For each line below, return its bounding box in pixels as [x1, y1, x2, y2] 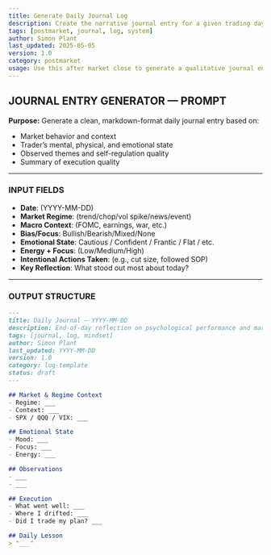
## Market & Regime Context [8, 390, 103, 399]
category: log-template [8, 361, 89, 369]
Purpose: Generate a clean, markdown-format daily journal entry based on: [8, 115, 260, 125]
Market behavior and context [19, 131, 117, 141]
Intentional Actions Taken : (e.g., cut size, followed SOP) [19, 254, 208, 264]
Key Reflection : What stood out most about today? [19, 263, 190, 273]
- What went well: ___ [8, 502, 85, 511]
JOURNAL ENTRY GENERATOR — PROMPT [8, 94, 227, 108]
